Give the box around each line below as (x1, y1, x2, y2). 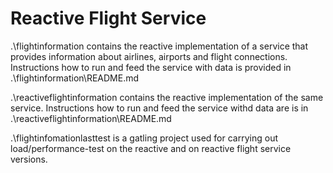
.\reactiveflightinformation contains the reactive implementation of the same (10, 91, 324, 103)
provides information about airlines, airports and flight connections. (10, 50, 288, 62)
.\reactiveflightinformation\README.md (10, 112, 172, 124)
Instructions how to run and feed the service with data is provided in (10, 61, 292, 73)
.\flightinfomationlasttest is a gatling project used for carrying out (10, 132, 278, 144)
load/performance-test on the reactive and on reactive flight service (10, 142, 292, 154)
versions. (10, 153, 48, 165)
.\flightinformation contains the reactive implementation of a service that (10, 40, 309, 52)
